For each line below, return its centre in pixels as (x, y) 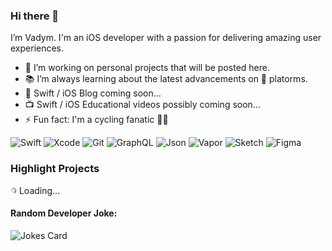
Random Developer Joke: (64, 213)
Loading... (39, 190)
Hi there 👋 (35, 16)
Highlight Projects (55, 169)
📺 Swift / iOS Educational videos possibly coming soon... (142, 105)
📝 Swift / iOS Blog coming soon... (93, 93)
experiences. (37, 48)
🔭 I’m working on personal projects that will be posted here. (147, 68)
